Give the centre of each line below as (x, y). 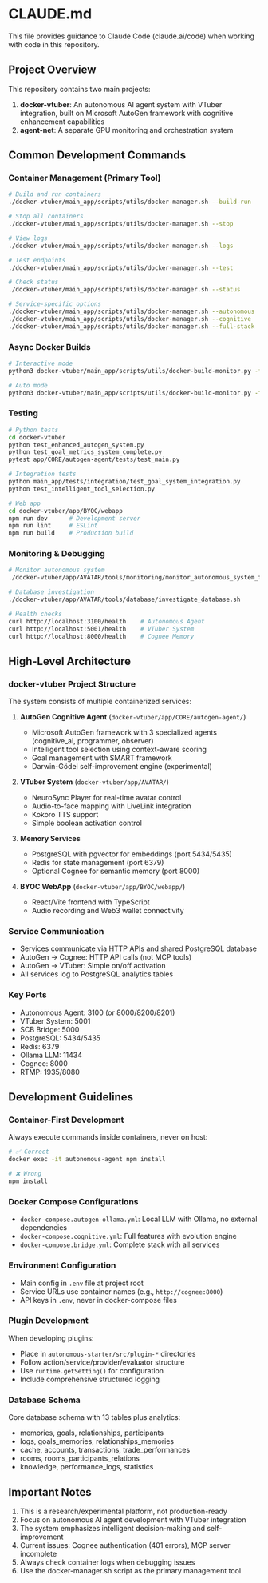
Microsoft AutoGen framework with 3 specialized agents (124, 732)
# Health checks (35, 614)
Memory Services (50, 839)
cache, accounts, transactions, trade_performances (105, 1450)
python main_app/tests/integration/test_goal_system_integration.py (124, 482)
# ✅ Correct (29, 1152)
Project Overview (52, 70)
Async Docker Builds (49, 347)
